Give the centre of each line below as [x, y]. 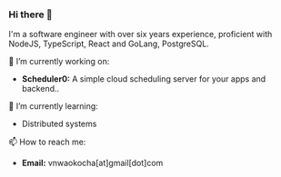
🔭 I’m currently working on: [59, 62]
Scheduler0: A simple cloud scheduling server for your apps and [144, 79]
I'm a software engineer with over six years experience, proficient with [140, 34]
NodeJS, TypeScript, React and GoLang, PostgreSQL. [109, 44]
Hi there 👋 [31, 15]
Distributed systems [59, 124]
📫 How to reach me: [47, 142]
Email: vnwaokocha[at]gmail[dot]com [92, 163]
